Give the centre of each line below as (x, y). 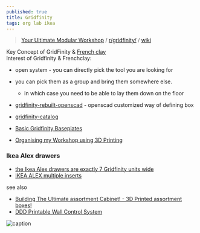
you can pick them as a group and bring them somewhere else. (93, 81)
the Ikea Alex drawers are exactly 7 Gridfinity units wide (84, 169)
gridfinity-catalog (37, 117)
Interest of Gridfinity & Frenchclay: (49, 59)
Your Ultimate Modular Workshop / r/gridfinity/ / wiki (86, 40)
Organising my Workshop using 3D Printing (69, 140)
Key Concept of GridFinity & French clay (56, 52)
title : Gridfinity (29, 18)
